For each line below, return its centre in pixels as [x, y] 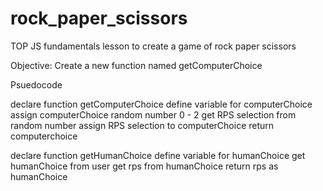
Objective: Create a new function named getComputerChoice [136, 65]
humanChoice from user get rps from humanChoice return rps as [144, 166]
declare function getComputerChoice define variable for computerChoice [161, 104]
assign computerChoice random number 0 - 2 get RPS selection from [153, 114]
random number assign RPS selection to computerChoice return [142, 125]
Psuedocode [36, 84]
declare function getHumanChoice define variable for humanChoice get [158, 155]
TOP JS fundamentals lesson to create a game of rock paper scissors [153, 46]
